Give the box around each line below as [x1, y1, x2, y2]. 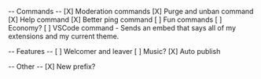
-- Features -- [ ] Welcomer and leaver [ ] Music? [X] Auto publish [8, 47, 221, 56]
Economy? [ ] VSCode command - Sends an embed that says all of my [8, 23, 237, 32]
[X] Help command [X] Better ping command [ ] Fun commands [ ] [8, 15, 222, 24]
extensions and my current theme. [8, 31, 119, 41]
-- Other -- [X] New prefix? [8, 62, 96, 71]
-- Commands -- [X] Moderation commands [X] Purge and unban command [8, 7, 254, 16]
